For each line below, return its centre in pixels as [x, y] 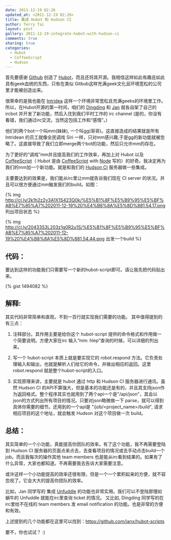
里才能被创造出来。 [25, 90]
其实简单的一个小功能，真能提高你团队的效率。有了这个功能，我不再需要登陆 [85, 444]
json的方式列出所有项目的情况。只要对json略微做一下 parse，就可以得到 [88, 400]
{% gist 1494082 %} [27, 286]
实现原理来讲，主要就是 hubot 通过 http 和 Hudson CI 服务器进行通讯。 [87, 381]
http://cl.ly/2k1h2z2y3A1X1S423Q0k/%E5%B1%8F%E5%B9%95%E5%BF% [85, 200]
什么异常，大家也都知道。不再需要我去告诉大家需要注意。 [65, 463]
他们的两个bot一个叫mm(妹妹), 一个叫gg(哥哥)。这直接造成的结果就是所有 [82, 131]
